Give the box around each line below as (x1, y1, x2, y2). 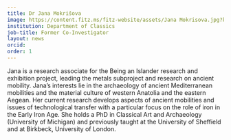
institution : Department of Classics (7, 23, 115, 29)
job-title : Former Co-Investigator (7, 29, 109, 36)
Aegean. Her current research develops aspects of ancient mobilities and (7, 96, 214, 104)
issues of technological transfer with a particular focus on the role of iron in (7, 103, 221, 111)
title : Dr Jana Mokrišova (7, 10, 81, 17)
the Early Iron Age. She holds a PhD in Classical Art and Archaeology (7, 110, 202, 118)
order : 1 (7, 48, 32, 55)
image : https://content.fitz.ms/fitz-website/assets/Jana (7, 16, 177, 23)
